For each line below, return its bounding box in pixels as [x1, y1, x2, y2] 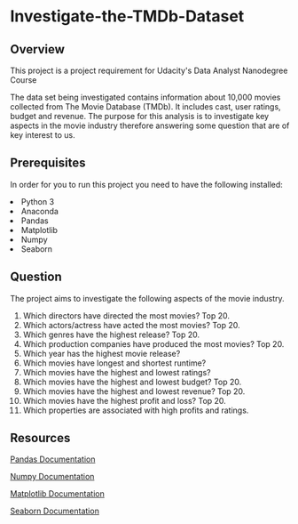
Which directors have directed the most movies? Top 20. [22, 310, 230, 321]
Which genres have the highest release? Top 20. [22, 329, 200, 340]
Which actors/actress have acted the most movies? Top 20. [22, 319, 240, 330]
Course [10, 75, 37, 85]
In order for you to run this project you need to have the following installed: [10, 179, 283, 189]
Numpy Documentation [10, 472, 95, 482]
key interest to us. [10, 130, 75, 140]
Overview [10, 42, 66, 57]
